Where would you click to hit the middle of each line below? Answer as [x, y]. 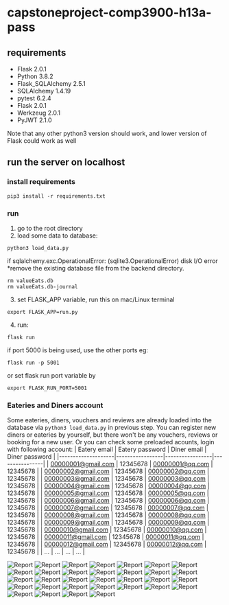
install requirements [41, 182]
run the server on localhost [66, 162]
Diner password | [32, 457]
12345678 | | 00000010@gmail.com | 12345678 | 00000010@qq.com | [107, 529]
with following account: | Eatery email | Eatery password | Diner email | [107, 449]
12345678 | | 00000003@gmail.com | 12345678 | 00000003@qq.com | [108, 479]
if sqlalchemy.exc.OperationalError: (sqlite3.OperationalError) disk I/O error [112, 261]
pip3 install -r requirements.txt [57, 196]
